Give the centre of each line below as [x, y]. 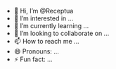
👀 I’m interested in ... [44, 18]
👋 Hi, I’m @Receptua [44, 11]
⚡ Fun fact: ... [33, 59]
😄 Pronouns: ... [37, 51]
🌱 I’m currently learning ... [51, 26]
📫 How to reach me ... [46, 41]
